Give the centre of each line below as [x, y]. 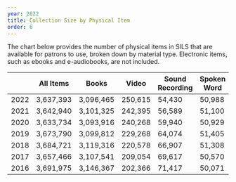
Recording [175, 88]
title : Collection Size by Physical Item [69, 20]
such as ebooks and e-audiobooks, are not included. [84, 62]
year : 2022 [23, 14]
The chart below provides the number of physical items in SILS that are [110, 47]
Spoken [213, 79]
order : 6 [20, 27]
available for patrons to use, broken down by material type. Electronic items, [117, 54]
